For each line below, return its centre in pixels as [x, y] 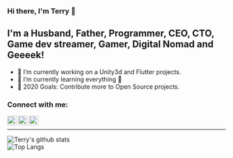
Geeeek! [26, 55]
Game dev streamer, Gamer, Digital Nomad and [110, 44]
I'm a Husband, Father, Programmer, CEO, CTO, [111, 34]
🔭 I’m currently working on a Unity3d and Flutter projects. [99, 71]
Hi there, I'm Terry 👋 [42, 11]
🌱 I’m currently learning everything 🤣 [70, 79]
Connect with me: [38, 105]
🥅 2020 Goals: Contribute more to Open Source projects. [98, 87]
